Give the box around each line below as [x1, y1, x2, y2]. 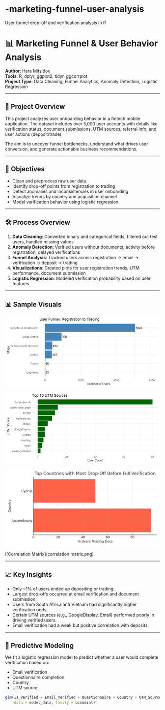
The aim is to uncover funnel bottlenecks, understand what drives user [5, 141, 148, 147]
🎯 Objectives [5, 165, 45, 173]
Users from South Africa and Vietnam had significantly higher [12, 601, 137, 608]
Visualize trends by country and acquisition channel [12, 193, 117, 200]
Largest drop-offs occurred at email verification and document [12, 591, 139, 597]
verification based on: [5, 660, 50, 666]
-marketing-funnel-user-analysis [5, 3, 144, 15]
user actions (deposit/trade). [5, 131, 63, 137]
